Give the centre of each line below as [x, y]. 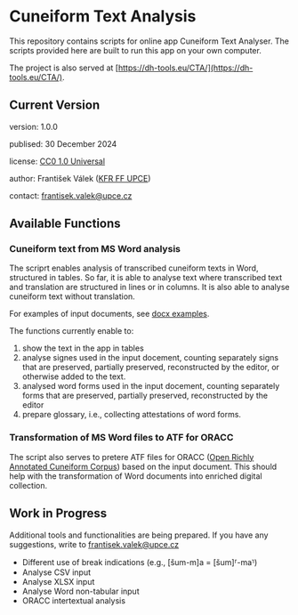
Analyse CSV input [56, 572]
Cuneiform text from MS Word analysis [95, 249]
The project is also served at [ [64, 68]
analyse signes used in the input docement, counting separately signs [150, 358]
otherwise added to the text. [74, 376]
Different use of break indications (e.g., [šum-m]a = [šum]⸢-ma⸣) [140, 562]
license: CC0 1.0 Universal [57, 161]
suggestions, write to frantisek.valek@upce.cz [94, 544]
